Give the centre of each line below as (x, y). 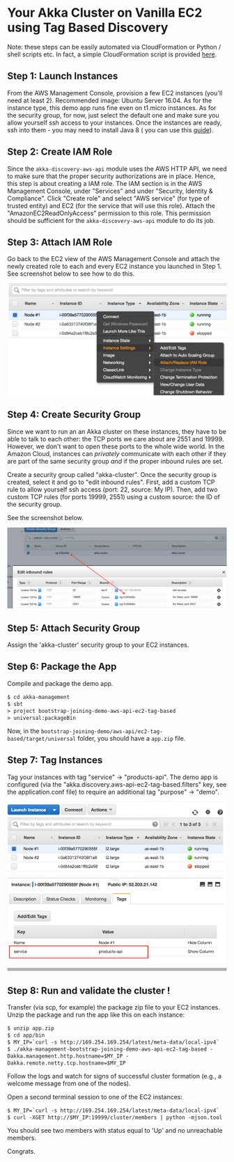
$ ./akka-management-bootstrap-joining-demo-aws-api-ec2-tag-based (107, 1049)
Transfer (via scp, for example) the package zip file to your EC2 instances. (114, 1007)
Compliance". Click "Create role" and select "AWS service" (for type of (109, 198)
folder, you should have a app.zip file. (132, 738)
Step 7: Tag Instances (55, 760)
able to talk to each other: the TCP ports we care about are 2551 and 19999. (116, 439)
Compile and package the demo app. (60, 683)
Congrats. (22, 1152)
